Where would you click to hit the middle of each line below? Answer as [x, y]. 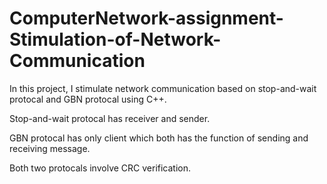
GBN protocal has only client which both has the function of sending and [159, 138]
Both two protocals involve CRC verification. [100, 168]
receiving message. [50, 148]
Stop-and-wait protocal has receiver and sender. [110, 118]
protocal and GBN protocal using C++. [88, 99]
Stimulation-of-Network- [115, 39]
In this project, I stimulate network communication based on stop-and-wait [163, 88]
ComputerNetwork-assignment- [146, 18]
